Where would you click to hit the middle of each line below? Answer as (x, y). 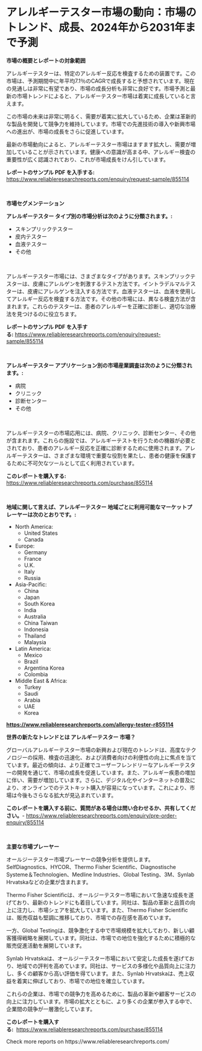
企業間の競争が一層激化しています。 (51, 1009)
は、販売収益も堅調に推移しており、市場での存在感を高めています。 (90, 917)
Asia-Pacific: (31, 584)
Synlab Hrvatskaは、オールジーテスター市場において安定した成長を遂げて (98, 958)
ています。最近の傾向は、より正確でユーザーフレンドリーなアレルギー (93, 765)
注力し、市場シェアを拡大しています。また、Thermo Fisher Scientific (102, 910)
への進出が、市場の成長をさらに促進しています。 (67, 131)
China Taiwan (41, 623)
